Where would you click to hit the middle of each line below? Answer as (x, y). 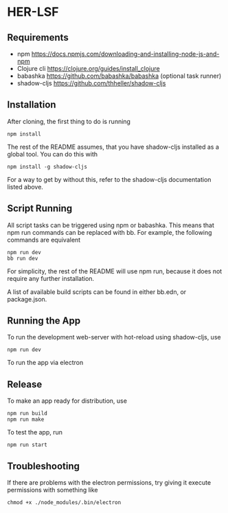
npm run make (26, 420)
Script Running (40, 208)
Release (25, 384)
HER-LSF (33, 12)
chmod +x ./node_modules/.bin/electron (64, 503)
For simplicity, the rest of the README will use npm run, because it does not (115, 271)
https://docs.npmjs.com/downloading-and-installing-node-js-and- (125, 54)
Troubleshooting (44, 466)
